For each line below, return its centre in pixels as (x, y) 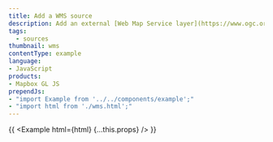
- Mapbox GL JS (34, 84)
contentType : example (45, 54)
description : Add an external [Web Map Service (91, 24)
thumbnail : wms (34, 46)
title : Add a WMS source (50, 16)
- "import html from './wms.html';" (70, 106)
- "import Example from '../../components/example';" (102, 99)
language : (25, 62)
